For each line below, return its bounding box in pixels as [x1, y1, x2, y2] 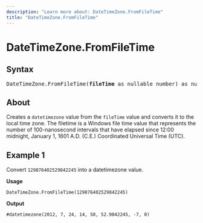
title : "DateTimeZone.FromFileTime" [6, 14, 98, 20]
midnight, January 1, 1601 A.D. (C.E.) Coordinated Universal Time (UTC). [6, 133, 185, 140]
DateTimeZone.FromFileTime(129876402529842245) [6, 189, 129, 196]
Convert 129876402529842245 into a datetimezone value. [6, 166, 144, 174]
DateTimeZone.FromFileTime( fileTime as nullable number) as [6, 80, 188, 87]
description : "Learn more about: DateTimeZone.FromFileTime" [6, 8, 164, 15]
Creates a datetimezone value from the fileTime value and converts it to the [6, 113, 195, 121]
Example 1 [6, 150, 45, 160]
